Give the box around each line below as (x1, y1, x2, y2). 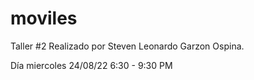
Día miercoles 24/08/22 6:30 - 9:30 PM (10, 59, 173, 71)
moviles (10, 7, 78, 30)
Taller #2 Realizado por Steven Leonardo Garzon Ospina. (10, 40, 245, 52)
